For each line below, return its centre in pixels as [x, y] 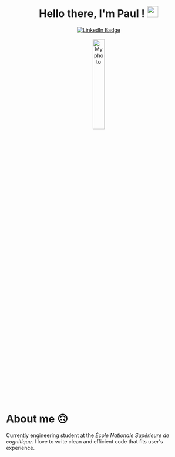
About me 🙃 [37, 419]
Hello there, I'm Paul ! [92, 14]
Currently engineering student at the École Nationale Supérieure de [87, 435]
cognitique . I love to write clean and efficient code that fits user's [85, 441]
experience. [21, 448]
